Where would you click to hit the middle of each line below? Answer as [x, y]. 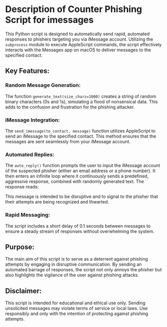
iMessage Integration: [33, 120]
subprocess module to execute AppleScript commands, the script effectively [83, 44]
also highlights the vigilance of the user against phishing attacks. [72, 275]
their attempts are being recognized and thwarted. [57, 202]
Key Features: [27, 71]
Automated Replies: [30, 154]
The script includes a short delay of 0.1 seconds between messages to [78, 226]
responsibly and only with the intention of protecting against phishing [77, 314]
